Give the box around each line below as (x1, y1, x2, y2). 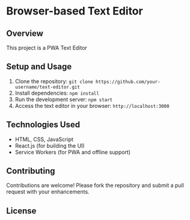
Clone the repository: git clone (14, 77, 93, 85)
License (6, 206, 37, 216)
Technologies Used (6, 119, 80, 130)
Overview (6, 28, 44, 39)
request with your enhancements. (6, 188, 90, 195)
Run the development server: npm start (14, 95, 113, 103)
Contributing (6, 166, 55, 176)
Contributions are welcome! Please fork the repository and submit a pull (6, 182, 185, 189)
